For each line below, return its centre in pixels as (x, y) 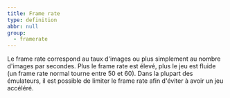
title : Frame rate (34, 13)
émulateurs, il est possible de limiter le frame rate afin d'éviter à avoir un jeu (115, 81)
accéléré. (20, 88)
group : (17, 33)
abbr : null (23, 26)
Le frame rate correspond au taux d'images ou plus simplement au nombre (114, 59)
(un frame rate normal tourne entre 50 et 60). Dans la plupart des (100, 74)
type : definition (32, 20)
